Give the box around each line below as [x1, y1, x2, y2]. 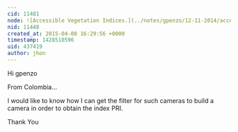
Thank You [7, 117, 39, 126]
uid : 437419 [7, 43, 42, 50]
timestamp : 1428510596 [7, 37, 74, 44]
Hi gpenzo [7, 68, 38, 78]
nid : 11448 [7, 23, 40, 30]
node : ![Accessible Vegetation [7, 17, 100, 24]
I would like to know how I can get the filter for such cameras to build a [7, 96, 214, 104]
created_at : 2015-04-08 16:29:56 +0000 [7, 30, 125, 37]
